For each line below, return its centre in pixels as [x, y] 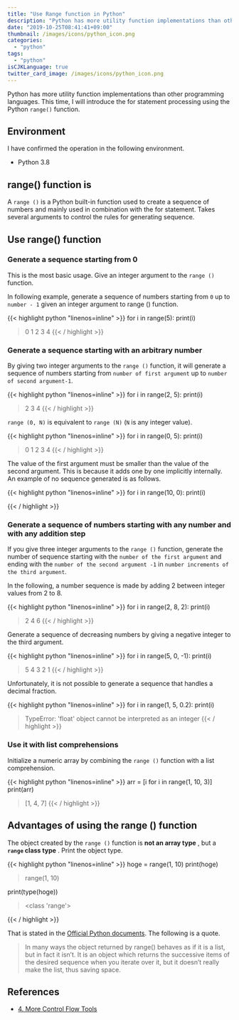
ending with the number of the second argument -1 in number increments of [118, 564]
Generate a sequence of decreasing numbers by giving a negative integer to [119, 635]
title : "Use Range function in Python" [67, 14]
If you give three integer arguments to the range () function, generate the [115, 549]
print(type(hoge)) [33, 892]
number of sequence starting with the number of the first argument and [115, 557]
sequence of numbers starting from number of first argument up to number [117, 373]
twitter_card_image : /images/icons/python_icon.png [85, 73]
